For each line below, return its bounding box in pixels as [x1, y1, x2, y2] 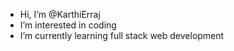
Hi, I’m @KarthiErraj [19, 9, 101, 20]
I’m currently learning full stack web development [19, 30, 225, 41]
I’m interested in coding [19, 19, 117, 31]
